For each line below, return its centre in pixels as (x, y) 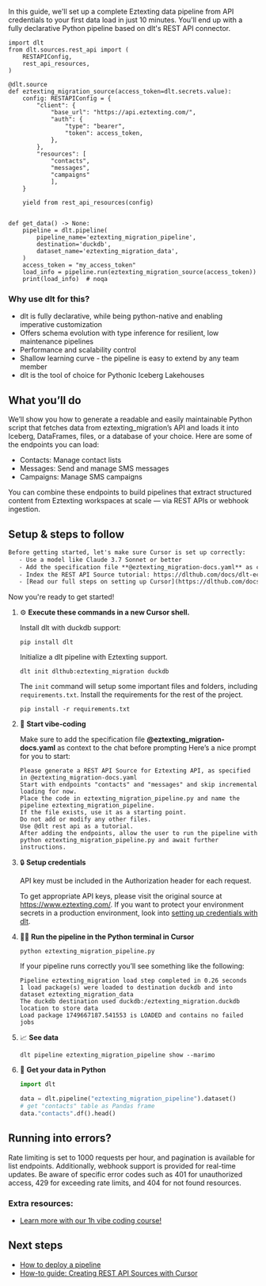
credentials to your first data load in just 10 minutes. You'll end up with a (125, 20)
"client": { (57, 106)
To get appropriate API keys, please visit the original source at (121, 896)
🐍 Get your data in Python (63, 1070)
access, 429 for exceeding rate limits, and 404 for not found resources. (125, 1183)
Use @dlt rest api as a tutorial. (76, 826)
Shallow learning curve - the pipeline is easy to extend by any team (129, 358)
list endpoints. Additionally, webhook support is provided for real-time (122, 1165)
